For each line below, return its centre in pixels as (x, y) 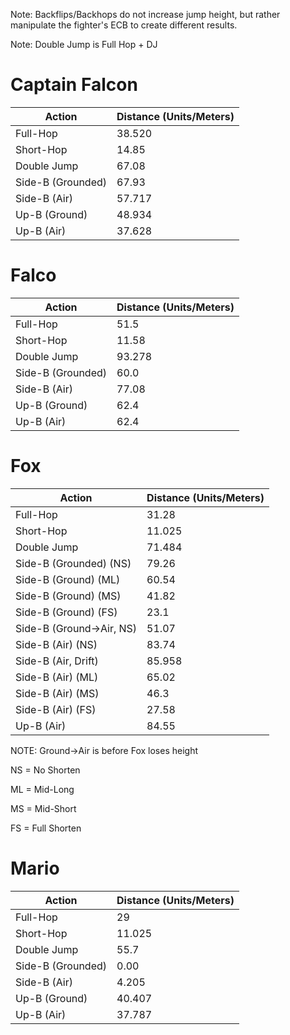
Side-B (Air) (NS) (56, 644)
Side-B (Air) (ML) (57, 677)
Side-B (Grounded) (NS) (73, 563)
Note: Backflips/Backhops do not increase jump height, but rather (145, 14)
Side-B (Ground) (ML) (68, 579)
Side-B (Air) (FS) (56, 709)
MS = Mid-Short (43, 808)
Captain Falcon (74, 85)
